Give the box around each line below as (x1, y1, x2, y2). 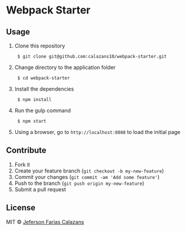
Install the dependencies (14, 85, 74, 92)
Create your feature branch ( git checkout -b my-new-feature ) (14, 167, 164, 174)
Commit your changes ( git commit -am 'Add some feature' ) (14, 173, 160, 180)
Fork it (14, 161, 30, 168)
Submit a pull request (14, 185, 66, 193)
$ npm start (17, 118, 47, 124)
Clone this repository (14, 42, 66, 49)
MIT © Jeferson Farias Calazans (6, 218, 84, 225)
